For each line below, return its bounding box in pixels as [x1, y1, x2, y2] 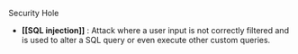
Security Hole [8, 8, 59, 18]
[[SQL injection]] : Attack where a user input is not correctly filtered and [21, 25, 290, 35]
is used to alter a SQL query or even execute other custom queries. [21, 35, 271, 45]
